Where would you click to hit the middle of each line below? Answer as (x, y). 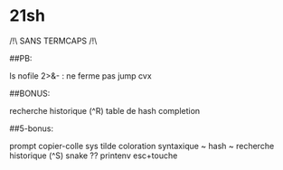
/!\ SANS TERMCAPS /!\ (53, 41)
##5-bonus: (32, 128)
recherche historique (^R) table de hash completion (105, 110)
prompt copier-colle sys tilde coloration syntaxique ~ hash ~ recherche (142, 146)
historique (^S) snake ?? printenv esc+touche (94, 156)
